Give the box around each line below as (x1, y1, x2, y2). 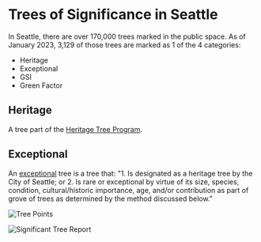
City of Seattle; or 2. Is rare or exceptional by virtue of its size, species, (8, 176, 240, 187)
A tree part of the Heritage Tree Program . (8, 124, 143, 134)
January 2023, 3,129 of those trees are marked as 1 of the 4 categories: (8, 40, 241, 49)
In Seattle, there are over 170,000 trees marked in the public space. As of (8, 32, 247, 41)
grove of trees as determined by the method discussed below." (8, 194, 214, 203)
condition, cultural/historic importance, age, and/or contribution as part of (8, 185, 249, 195)
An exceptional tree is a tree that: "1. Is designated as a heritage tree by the (8, 168, 253, 178)
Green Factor (19, 81, 63, 90)
